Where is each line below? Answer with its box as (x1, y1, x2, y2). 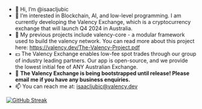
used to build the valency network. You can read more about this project (14, 38, 195, 44)
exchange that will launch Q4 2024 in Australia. (14, 25, 133, 32)
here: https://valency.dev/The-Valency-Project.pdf (14, 44, 140, 51)
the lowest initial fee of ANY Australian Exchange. (14, 63, 138, 70)
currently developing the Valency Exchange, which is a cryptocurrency (14, 19, 191, 25)
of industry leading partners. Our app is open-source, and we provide (14, 57, 188, 64)
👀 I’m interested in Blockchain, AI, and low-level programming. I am (14, 12, 182, 19)
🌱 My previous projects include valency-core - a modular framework (14, 31, 185, 38)
